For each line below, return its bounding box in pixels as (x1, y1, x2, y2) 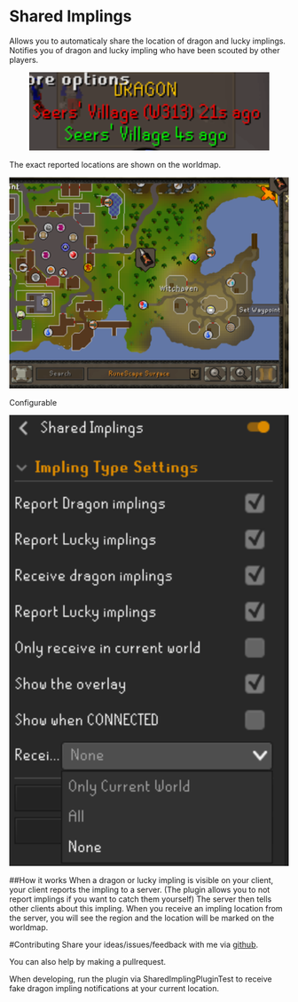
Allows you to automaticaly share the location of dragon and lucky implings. (9, 36, 286, 46)
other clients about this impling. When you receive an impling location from (9, 903, 283, 914)
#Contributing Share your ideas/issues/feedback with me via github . (9, 939, 259, 951)
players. (9, 54, 39, 65)
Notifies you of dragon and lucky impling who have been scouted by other (9, 44, 280, 55)
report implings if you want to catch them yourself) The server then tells (9, 894, 272, 904)
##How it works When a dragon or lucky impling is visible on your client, (9, 875, 274, 886)
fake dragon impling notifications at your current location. (9, 983, 220, 994)
